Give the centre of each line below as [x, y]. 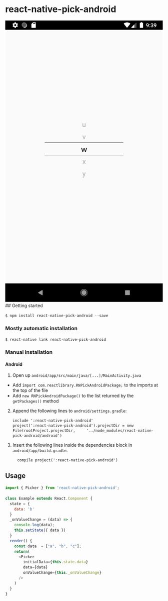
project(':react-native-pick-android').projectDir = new [73, 426]
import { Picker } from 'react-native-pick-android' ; [62, 488]
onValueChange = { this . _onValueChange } [62, 573]
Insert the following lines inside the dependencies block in [72, 445]
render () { [21, 541]
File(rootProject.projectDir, [44, 431]
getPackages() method [35, 401]
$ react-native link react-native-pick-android [56, 340]
